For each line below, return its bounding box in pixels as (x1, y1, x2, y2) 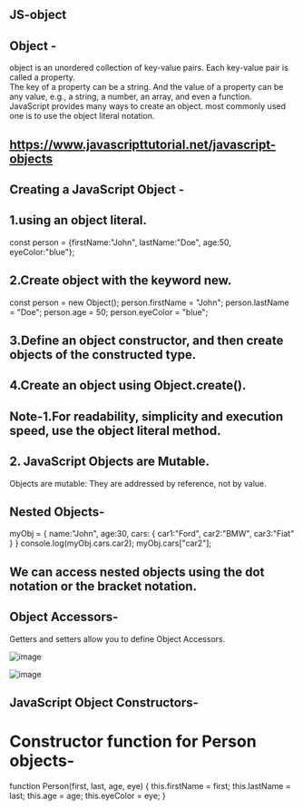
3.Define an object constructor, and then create (9, 333, 284, 348)
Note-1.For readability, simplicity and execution (9, 409, 284, 424)
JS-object (9, 7, 67, 23)
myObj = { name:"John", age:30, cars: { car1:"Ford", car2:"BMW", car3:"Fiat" (9, 528, 295, 539)
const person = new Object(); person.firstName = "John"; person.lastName (9, 297, 289, 308)
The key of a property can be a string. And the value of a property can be (9, 82, 284, 93)
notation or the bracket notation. (9, 578, 198, 594)
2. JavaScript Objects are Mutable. (9, 454, 210, 469)
